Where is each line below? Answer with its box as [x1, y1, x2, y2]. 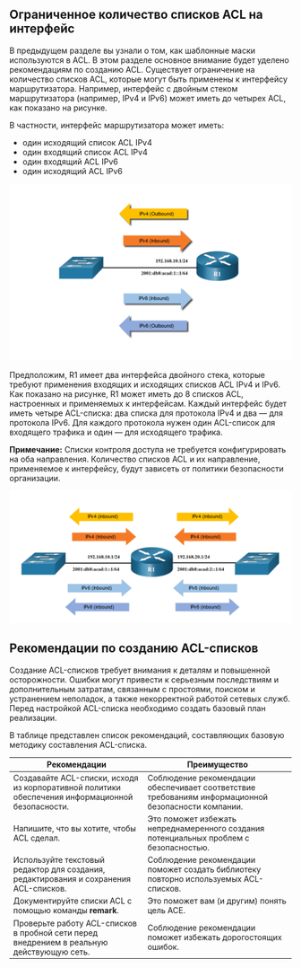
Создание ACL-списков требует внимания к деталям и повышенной [9, 664, 271, 675]
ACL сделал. [13, 832, 61, 843]
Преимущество [186, 759, 249, 770]
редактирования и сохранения [13, 874, 132, 884]
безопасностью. [147, 841, 211, 852]
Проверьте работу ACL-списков [13, 918, 137, 928]
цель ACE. [147, 905, 186, 916]
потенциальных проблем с [147, 832, 250, 843]
